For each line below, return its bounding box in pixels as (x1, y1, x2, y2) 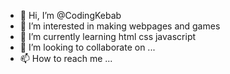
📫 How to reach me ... (19, 53, 113, 64)
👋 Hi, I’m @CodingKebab (19, 10, 122, 21)
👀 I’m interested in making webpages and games (19, 20, 221, 32)
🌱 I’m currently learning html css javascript (19, 31, 197, 42)
